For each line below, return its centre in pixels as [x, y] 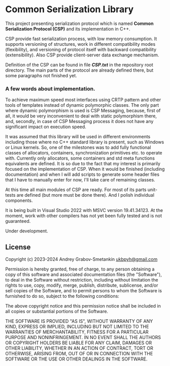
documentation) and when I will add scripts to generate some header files [82, 174]
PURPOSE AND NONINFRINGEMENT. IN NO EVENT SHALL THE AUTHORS [83, 338]
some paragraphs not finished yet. [41, 75]
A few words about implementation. [50, 88]
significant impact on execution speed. [46, 127]
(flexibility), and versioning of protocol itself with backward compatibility [81, 49]
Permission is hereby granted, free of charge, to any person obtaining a [80, 269]
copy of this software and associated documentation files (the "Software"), [84, 274]
